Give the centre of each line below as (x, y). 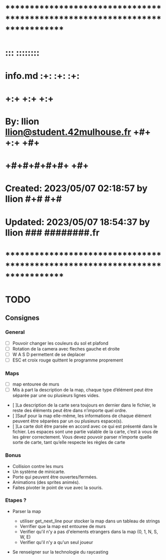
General (15, 332)
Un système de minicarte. (39, 471)
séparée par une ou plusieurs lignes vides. (56, 395)
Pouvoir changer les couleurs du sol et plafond (60, 343)
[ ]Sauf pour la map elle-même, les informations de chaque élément (82, 416)
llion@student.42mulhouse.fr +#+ (78, 132)
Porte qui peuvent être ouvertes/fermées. (55, 477)
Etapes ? (16, 500)
